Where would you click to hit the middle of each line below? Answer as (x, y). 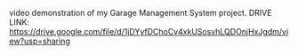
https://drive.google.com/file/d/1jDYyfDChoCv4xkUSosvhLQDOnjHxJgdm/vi (149, 31)
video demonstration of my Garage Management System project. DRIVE (141, 13)
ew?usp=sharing (40, 41)
